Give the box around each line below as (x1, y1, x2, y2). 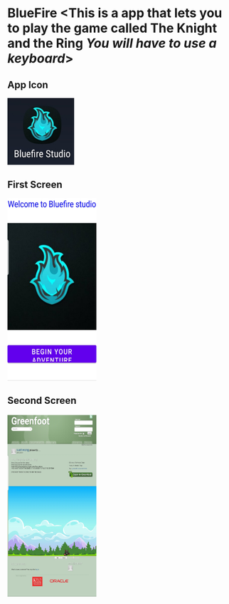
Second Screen (7, 395, 77, 407)
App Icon (7, 78, 48, 90)
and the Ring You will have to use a (7, 36, 217, 51)
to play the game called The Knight (7, 20, 218, 36)
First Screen (7, 179, 63, 191)
